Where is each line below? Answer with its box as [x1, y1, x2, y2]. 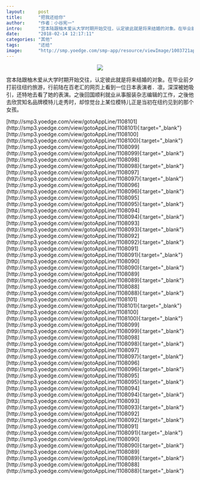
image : [6, 48, 23, 54]
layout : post [6, 8, 49, 15]
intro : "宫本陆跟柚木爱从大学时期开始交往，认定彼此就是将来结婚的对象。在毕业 [6, 25, 192, 32]
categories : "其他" [6, 36, 53, 42]
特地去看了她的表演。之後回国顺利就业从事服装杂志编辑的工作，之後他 [21, 91, 194, 98]
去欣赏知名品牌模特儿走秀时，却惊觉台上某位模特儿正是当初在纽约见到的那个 [6, 98, 194, 105]
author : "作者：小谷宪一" [6, 20, 75, 26]
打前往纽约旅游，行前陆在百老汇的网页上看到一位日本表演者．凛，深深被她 [6, 83, 189, 90]
